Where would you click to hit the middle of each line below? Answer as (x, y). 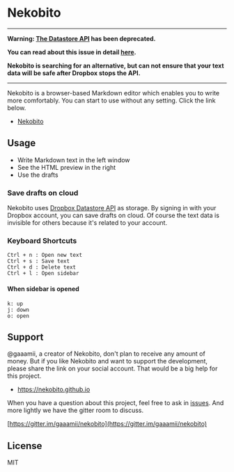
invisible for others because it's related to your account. (87, 223)
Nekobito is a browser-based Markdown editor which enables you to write (114, 93)
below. (17, 108)
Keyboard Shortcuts (42, 240)
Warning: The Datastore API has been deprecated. (81, 38)
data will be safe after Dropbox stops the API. (74, 73)
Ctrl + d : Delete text (42, 267)
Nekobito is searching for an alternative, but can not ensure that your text (116, 65)
